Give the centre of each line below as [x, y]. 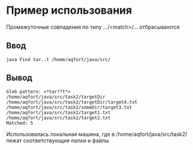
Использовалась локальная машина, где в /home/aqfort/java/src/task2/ [97, 134]
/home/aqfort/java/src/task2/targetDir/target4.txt [72, 102]
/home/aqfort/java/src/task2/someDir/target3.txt [69, 107]
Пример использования [69, 10]
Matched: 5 [20, 123]
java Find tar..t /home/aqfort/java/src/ [59, 59]
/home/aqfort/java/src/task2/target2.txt [59, 118]
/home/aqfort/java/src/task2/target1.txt [59, 112]
